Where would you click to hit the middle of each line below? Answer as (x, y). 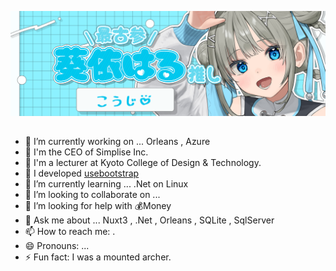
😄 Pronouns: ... (57, 246)
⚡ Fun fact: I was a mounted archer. (98, 257)
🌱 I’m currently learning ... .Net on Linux (106, 184)
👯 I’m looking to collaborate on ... (92, 195)
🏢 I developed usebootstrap (82, 173)
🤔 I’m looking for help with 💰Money (98, 206)
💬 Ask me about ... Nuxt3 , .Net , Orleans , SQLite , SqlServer (149, 220)
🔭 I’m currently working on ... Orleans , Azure (117, 142)
